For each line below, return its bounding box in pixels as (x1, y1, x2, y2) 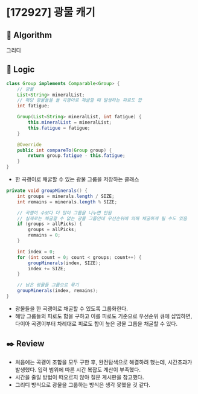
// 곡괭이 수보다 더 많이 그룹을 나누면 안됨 (17, 209, 112, 216)
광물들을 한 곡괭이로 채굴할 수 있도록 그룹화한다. (14, 305, 128, 312)
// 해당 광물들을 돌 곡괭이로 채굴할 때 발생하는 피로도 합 (17, 97, 142, 103)
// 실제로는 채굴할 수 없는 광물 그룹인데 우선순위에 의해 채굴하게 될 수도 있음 (17, 215, 187, 221)
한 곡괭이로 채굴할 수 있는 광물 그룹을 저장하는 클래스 (14, 176, 139, 183)
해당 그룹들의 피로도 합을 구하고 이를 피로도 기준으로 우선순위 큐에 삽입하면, (14, 312, 193, 320)
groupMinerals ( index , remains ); (17, 288, 98, 294)
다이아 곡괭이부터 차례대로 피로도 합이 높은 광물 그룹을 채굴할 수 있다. (14, 320, 178, 327)
